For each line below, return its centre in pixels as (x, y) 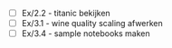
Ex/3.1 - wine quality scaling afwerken (92, 24)
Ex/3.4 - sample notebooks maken (86, 34)
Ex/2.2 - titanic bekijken (66, 13)
